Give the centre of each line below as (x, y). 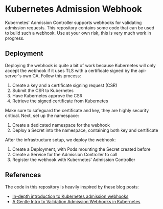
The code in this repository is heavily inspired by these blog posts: (72, 186)
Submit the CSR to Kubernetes (43, 90)
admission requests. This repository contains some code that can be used (80, 27)
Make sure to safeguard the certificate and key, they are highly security (77, 110)
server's (13, 76)
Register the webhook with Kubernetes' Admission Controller (74, 160)
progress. (15, 38)
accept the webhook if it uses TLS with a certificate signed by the (71, 70)
